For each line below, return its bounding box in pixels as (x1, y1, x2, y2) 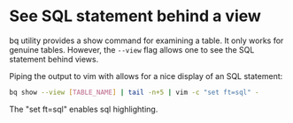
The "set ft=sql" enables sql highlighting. (9, 104, 158, 114)
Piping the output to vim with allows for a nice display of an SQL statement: (9, 70, 283, 81)
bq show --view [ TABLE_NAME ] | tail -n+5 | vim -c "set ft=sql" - (9, 88, 259, 97)
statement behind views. (9, 54, 99, 64)
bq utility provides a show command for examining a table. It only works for (9, 35, 284, 46)
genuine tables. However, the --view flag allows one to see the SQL (9, 44, 255, 54)
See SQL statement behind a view (9, 6, 261, 26)
